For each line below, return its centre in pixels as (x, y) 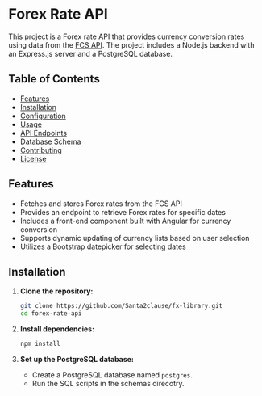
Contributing (41, 150)
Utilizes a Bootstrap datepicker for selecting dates (103, 246)
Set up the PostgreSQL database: (77, 359)
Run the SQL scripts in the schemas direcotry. (108, 383)
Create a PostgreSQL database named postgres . (112, 375)
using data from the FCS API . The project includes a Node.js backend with (131, 44)
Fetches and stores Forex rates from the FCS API (101, 204)
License (33, 158)
